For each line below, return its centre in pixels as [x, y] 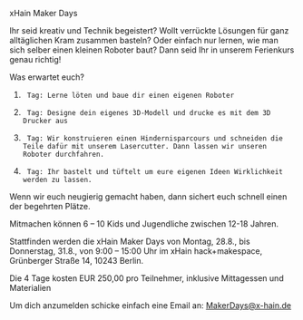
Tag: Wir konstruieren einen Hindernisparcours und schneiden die [155, 139]
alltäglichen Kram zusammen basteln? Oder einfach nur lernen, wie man [144, 40]
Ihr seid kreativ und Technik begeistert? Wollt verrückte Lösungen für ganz [149, 30]
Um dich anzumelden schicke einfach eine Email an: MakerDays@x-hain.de [151, 305]
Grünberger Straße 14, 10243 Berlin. [77, 261]
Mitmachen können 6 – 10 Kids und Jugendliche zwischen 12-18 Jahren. [144, 224]
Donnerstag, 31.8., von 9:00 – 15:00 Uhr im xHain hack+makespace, [136, 251]
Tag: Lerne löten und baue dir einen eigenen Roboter [131, 95]
